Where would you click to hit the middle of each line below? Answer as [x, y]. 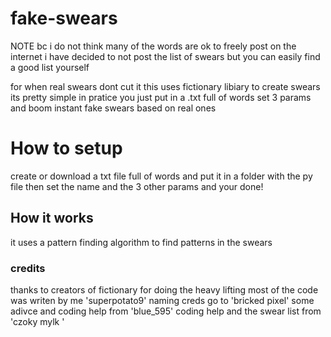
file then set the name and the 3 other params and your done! [137, 186]
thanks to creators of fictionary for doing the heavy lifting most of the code [164, 289]
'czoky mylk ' [37, 321]
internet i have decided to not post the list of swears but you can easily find [165, 56]
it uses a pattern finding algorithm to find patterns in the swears [141, 242]
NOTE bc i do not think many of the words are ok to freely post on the [153, 46]
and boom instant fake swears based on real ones [113, 108]
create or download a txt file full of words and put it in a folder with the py [161, 176]
